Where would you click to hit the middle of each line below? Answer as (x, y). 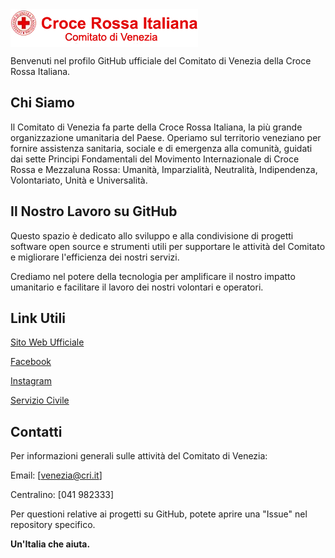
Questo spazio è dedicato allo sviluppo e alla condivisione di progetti (152, 235)
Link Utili (38, 318)
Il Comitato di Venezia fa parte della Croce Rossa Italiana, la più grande (156, 127)
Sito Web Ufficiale (47, 342)
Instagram (31, 381)
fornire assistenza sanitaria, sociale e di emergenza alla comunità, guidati (161, 148)
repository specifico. (53, 525)
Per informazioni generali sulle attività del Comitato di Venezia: (139, 456)
